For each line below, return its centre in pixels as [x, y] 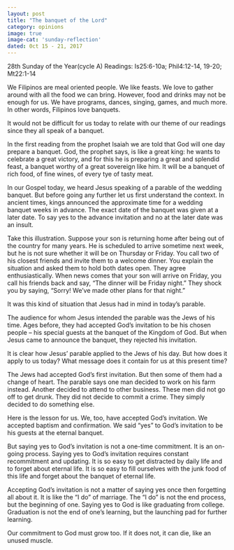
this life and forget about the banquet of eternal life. [81, 476]
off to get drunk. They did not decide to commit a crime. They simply [106, 397]
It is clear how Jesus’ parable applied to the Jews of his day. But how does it [117, 353]
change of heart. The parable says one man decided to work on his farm [111, 382]
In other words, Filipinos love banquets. [64, 110]
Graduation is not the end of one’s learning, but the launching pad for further [117, 512]
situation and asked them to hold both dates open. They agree [97, 268]
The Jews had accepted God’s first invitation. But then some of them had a [115, 374]
